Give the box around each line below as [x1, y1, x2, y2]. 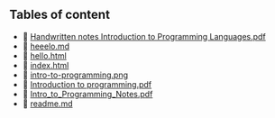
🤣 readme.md [22, 98, 73, 109]
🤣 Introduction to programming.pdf [22, 78, 152, 89]
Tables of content [9, 7, 111, 23]
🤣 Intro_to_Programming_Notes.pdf [22, 88, 153, 99]
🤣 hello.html [22, 50, 68, 61]
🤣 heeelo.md [22, 41, 70, 51]
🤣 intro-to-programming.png [22, 69, 129, 80]
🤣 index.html [22, 59, 69, 70]
